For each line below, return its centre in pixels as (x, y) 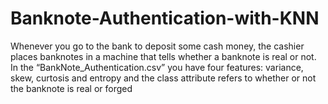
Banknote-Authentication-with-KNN (165, 18)
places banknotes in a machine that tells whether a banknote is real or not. (163, 56)
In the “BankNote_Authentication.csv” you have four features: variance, (157, 67)
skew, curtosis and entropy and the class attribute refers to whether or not (163, 78)
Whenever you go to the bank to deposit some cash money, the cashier (157, 46)
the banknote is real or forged (71, 88)
